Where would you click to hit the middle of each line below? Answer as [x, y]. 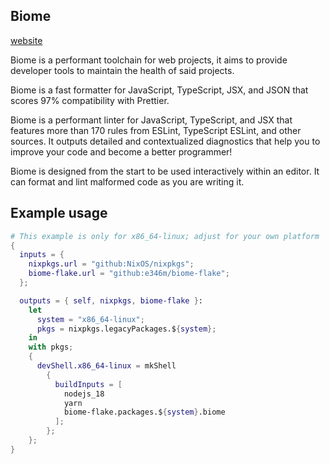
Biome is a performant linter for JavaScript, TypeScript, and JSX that [151, 120]
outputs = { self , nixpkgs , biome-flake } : [111, 300]
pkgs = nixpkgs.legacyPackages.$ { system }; [126, 329]
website [26, 40]
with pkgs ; [51, 347]
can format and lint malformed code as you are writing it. [127, 181]
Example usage [59, 213]
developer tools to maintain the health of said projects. [122, 70]
